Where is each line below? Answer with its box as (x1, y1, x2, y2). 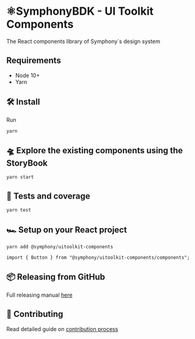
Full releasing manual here (6, 291, 73, 299)
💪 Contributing (6, 309, 64, 319)
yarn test (6, 207, 32, 213)
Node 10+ (15, 72, 40, 79)
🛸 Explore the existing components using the (6, 145, 183, 156)
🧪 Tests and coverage (6, 191, 90, 201)
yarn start (6, 174, 34, 180)
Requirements (6, 55, 61, 66)
